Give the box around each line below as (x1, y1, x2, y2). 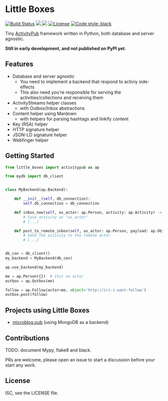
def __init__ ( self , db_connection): (14, 196, 91, 201)
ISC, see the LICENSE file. (5, 389, 58, 396)
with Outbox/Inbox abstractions (19, 105, 85, 111)
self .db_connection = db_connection (23, 201, 99, 206)
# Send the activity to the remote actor (23, 233, 111, 238)
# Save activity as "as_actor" (23, 214, 88, 220)
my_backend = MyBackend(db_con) (5, 256, 72, 261)
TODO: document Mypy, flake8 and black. (5, 347, 91, 353)
